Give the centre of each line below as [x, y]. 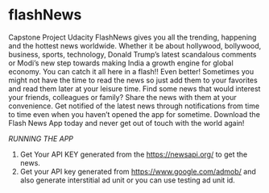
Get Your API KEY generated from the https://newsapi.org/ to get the [134, 154]
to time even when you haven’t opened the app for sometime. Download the [134, 114]
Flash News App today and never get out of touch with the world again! [126, 123]
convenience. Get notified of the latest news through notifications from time [134, 106]
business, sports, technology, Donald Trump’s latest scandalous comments [132, 54]
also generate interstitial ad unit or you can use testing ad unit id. [127, 180]
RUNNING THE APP [41, 138]
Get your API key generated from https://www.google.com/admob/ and [138, 171]
